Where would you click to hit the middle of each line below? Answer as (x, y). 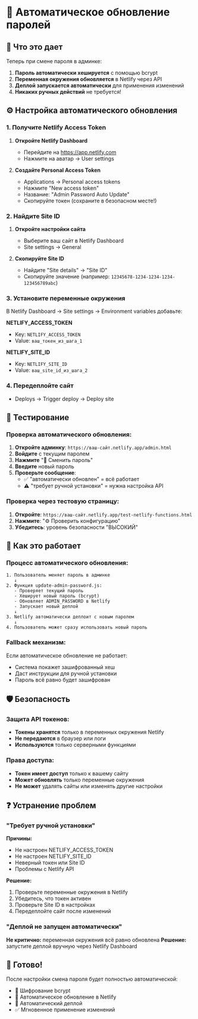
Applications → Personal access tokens (72, 181)
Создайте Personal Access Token (58, 170)
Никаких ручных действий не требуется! (68, 92)
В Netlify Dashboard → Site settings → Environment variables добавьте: (94, 311)
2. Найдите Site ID (33, 216)
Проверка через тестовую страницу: (63, 501)
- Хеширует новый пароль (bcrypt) (57, 596)
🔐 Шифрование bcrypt (43, 991)
